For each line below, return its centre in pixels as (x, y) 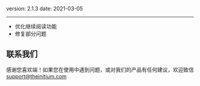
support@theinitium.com (37, 76)
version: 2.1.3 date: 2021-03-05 (45, 9)
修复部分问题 (30, 34)
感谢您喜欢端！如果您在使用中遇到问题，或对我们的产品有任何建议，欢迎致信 (100, 69)
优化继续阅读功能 (36, 26)
